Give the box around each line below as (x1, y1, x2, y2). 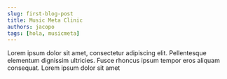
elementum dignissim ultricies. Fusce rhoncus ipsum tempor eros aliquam (7, 57, 221, 65)
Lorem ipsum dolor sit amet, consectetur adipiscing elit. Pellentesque (7, 49, 207, 57)
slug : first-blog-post (7, 10, 74, 17)
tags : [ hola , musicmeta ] (7, 29, 80, 37)
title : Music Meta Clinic (7, 17, 83, 24)
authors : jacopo (7, 23, 55, 30)
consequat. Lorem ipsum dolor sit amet (7, 64, 121, 72)
